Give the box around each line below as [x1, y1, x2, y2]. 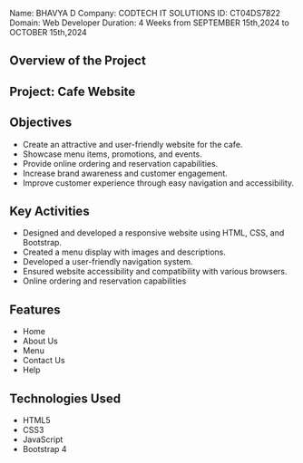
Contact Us [22, 355, 65, 366]
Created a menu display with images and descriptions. [22, 246, 227, 257]
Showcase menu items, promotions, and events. [22, 149, 202, 159]
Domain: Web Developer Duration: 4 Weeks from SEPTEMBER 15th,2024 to [9, 17, 290, 28]
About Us [22, 335, 59, 347]
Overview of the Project [9, 53, 147, 69]
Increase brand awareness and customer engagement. [22, 168, 229, 178]
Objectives [9, 115, 73, 130]
